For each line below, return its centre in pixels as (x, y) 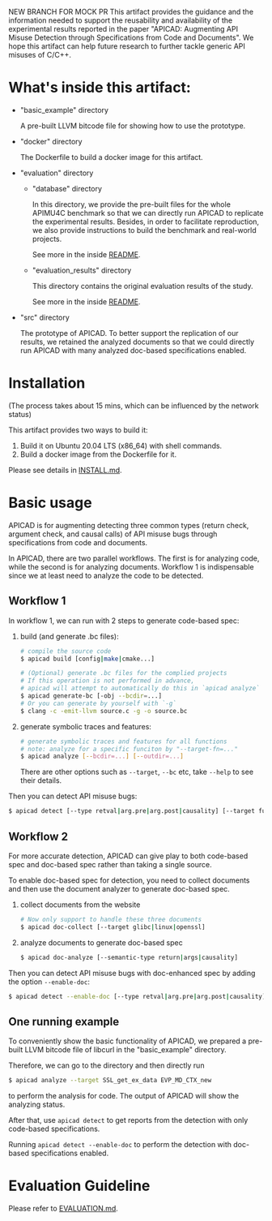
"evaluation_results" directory (82, 270)
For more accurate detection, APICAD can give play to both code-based (128, 856)
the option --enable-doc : (49, 982)
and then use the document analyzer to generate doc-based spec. (119, 888)
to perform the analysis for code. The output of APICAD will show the (124, 1096)
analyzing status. (37, 1105)
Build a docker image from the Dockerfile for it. (98, 454)
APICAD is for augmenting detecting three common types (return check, (129, 525)
